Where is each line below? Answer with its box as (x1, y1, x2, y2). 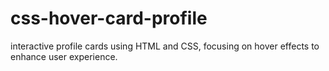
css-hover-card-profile (10, 7, 208, 30)
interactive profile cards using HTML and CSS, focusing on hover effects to (10, 40, 320, 52)
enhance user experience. (10, 50, 118, 62)
